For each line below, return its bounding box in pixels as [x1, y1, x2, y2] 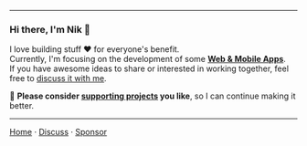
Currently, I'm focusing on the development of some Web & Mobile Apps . [9, 54, 286, 65]
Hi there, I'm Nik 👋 [9, 23, 91, 36]
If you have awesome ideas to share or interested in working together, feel [9, 63, 290, 74]
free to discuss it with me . [9, 73, 107, 84]
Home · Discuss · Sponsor [9, 127, 108, 138]
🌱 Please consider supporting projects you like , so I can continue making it [9, 90, 296, 101]
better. [9, 100, 35, 111]
